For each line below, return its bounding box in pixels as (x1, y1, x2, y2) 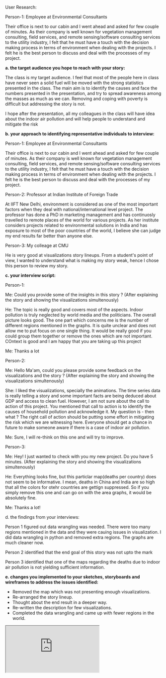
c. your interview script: (5, 272, 56, 278)
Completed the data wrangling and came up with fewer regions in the (12, 610, 155, 616)
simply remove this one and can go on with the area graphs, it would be (5, 490, 152, 495)
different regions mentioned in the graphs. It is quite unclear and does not (5, 323, 156, 328)
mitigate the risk (5, 121, 38, 127)
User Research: (5, 4, 37, 10)
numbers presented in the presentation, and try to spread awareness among (5, 91, 162, 96)
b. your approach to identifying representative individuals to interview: (5, 131, 155, 136)
